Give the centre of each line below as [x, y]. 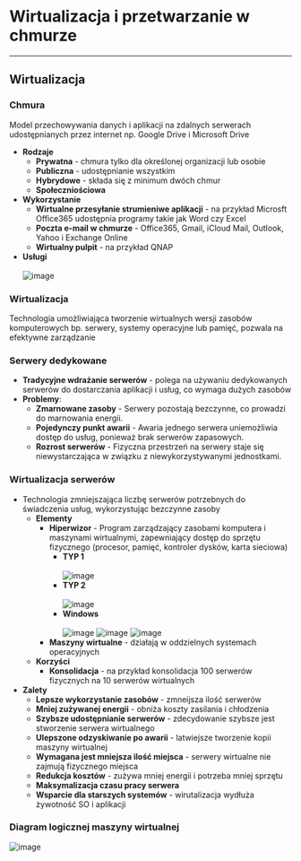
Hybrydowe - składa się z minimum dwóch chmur [128, 180]
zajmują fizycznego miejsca [87, 766]
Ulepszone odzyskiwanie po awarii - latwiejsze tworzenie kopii [153, 737]
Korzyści [52, 661]
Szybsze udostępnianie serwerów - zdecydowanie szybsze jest [155, 718]
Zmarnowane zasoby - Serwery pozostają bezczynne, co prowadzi [161, 409]
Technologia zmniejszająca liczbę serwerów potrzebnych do [134, 499]
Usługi [34, 257]
